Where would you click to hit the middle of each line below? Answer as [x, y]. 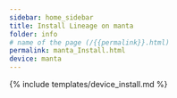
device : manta [36, 59]
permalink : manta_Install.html [67, 51]
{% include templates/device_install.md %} [88, 84]
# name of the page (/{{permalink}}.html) [89, 42]
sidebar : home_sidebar [51, 17]
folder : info [34, 34]
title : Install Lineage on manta [72, 26]
